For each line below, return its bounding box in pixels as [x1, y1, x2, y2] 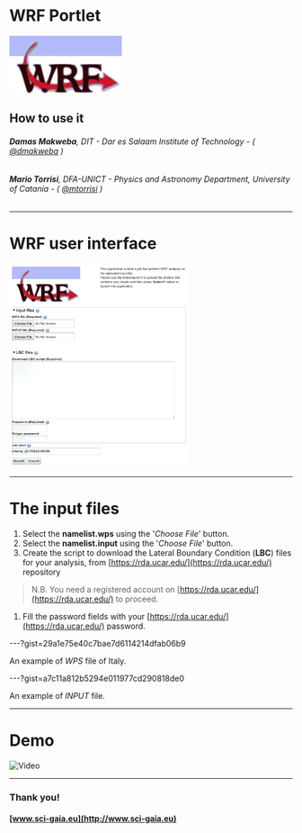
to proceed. [115, 593, 159, 604]
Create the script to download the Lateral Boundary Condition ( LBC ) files [22, 548, 292, 558]
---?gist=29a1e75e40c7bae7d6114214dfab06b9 [9, 638, 186, 649]
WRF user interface [9, 233, 157, 254]
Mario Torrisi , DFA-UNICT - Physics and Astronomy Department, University [9, 173, 290, 185]
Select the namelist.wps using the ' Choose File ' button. [22, 529, 230, 539]
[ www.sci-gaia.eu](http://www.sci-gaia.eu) [9, 813, 177, 824]
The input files [9, 499, 120, 519]
